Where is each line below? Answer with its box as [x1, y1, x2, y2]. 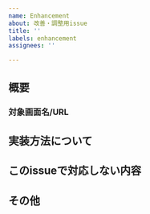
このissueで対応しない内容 [8, 164, 142, 178]
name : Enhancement [8, 11, 70, 20]
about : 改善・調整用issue [8, 19, 88, 27]
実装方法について [8, 134, 93, 147]
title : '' [8, 27, 42, 35]
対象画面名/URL [8, 106, 70, 117]
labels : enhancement [8, 34, 78, 43]
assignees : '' [8, 42, 56, 50]
